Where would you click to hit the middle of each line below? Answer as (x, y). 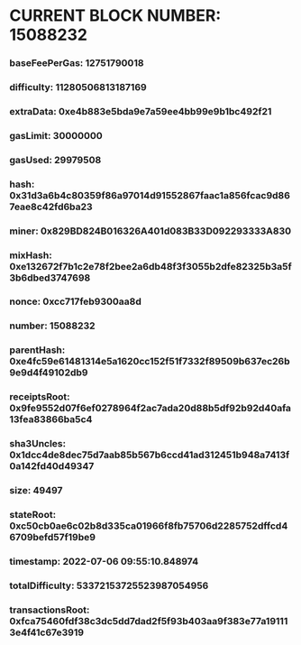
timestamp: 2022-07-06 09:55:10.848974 (104, 561)
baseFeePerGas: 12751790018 (77, 63)
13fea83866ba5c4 (51, 419)
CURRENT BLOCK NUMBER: (115, 16)
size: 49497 (36, 491)
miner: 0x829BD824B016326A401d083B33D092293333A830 (150, 231)
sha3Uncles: (37, 444)
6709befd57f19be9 (53, 538)
